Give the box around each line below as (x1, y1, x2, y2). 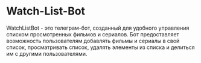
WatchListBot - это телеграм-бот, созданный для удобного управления (6, 24, 190, 31)
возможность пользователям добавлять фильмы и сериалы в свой (6, 37, 180, 44)
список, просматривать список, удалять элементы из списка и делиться (6, 44, 195, 51)
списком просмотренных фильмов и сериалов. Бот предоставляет (6, 30, 179, 38)
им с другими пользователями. (6, 50, 88, 57)
